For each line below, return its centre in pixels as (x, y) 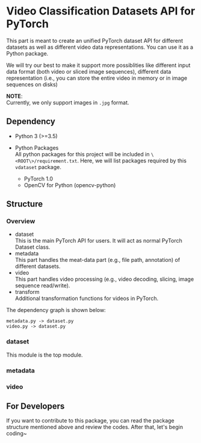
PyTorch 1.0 (38, 179)
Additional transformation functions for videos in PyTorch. (86, 298)
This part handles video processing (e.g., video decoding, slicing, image (104, 279)
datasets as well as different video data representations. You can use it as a (100, 47)
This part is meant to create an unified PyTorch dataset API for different (95, 40)
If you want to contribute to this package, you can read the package (90, 421)
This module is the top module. (45, 355)
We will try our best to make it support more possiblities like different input (98, 65)
